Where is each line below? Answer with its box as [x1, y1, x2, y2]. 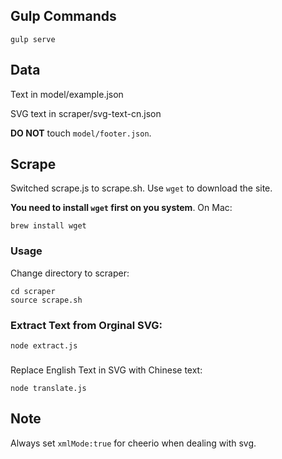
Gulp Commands [10, 8, 117, 25]
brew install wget [10, 221, 87, 231]
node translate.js [10, 383, 87, 393]
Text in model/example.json [10, 88, 124, 100]
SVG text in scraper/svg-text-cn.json [10, 107, 162, 119]
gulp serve [10, 34, 56, 44]
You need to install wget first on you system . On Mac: [10, 202, 233, 214]
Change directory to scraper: [10, 267, 130, 279]
